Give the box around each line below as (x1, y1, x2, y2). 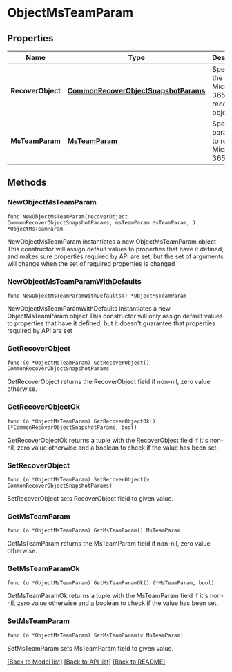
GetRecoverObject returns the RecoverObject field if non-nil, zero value (7, 378, 211, 386)
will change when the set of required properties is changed (7, 259, 175, 267)
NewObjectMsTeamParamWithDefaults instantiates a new (7, 304, 171, 312)
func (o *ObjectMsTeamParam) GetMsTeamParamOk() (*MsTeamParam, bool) (7, 579, 215, 586)
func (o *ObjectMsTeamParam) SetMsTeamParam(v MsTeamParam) (7, 632, 184, 639)
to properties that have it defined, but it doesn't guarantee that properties (7, 319, 216, 327)
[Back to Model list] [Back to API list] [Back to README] (7, 657, 166, 666)
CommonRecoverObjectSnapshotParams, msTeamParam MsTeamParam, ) (7, 219, 196, 226)
